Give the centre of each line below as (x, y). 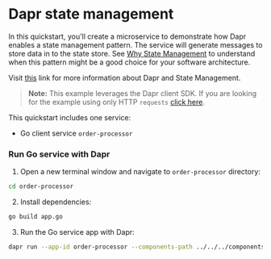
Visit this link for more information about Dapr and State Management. (125, 77)
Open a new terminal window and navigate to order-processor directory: (140, 172)
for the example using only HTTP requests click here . (117, 102)
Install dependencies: (56, 202)
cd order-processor (41, 186)
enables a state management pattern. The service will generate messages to (135, 44)
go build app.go (35, 217)
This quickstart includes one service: (70, 117)
